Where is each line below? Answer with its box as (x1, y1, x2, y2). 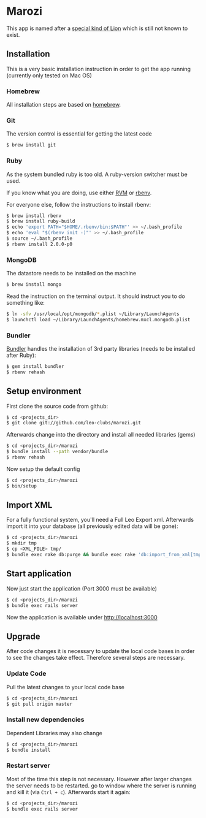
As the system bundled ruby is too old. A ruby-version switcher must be (6, 170, 188, 178)
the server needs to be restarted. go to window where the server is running (6, 782, 196, 789)
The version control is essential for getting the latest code (6, 130, 152, 137)
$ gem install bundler (6, 363, 64, 369)
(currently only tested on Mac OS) (6, 72, 92, 79)
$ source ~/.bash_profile (6, 235, 72, 242)
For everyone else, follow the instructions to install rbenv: (6, 201, 151, 208)
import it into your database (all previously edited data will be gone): (6, 522, 178, 530)
